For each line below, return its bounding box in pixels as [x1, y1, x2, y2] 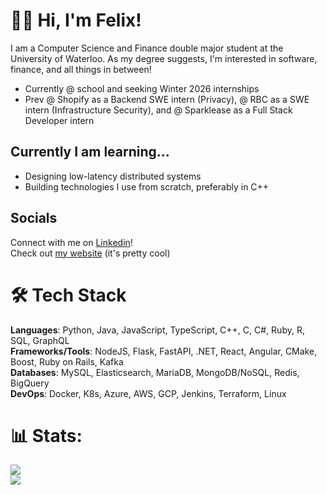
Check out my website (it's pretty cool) [10, 247, 171, 259]
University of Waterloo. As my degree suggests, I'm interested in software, [10, 52, 318, 64]
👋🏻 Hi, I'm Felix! [10, 9, 142, 32]
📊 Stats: [10, 424, 83, 447]
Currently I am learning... [10, 144, 170, 161]
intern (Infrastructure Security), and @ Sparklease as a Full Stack [24, 104, 293, 116]
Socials [10, 210, 58, 227]
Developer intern [24, 114, 95, 126]
